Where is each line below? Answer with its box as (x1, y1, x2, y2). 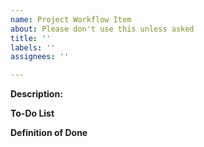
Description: (10, 88, 63, 100)
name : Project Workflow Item (10, 14, 132, 25)
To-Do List (10, 107, 55, 120)
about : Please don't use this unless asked (10, 24, 195, 34)
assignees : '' (10, 52, 70, 62)
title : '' (10, 33, 52, 43)
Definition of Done (10, 127, 88, 139)
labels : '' (10, 42, 56, 53)
